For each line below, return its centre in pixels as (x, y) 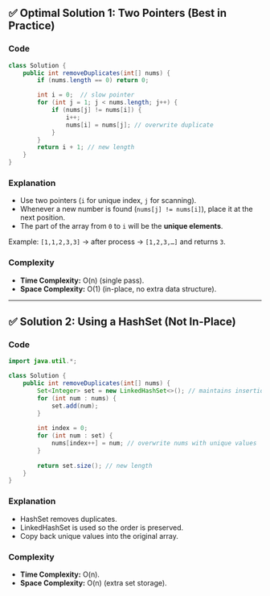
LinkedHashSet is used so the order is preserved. (102, 528)
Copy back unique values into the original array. (99, 536)
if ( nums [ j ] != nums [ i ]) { (96, 110)
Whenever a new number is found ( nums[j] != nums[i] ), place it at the (136, 209)
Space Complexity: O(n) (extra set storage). (93, 582)
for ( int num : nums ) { (77, 398)
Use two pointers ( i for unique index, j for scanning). (108, 201)
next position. (43, 217)
